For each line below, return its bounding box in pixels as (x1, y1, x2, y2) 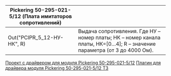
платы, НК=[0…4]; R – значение (78, 41, 156, 47)
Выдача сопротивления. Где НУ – (78, 28, 161, 34)
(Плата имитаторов (22, 13, 72, 20)
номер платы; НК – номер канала (78, 34, 161, 41)
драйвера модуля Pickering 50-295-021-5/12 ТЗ (5, 65, 108, 71)
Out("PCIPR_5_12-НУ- (8, 34, 64, 41)
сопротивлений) (19, 19, 62, 26)
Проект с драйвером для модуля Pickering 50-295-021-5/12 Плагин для (5, 60, 161, 65)
